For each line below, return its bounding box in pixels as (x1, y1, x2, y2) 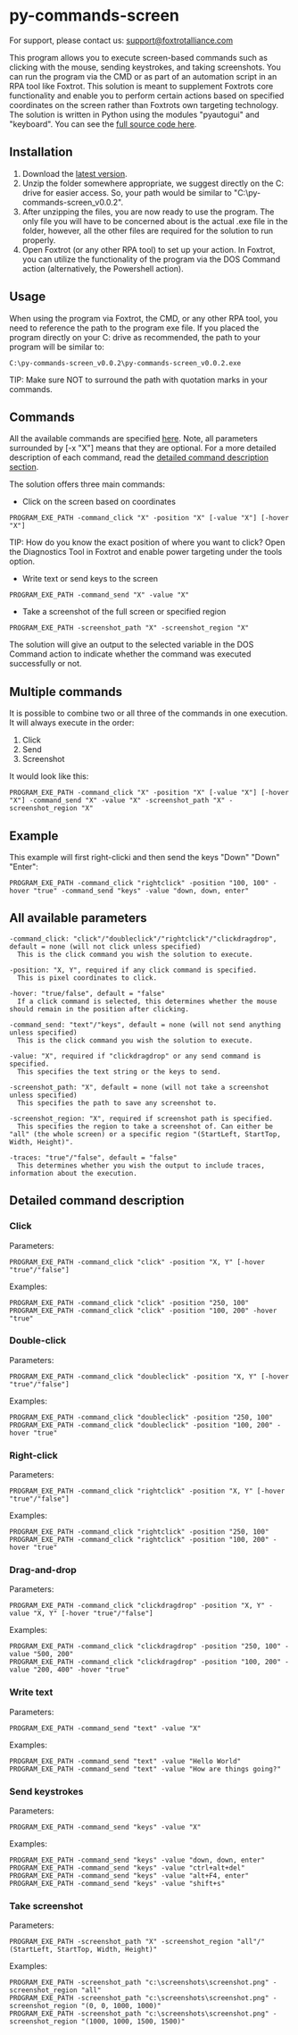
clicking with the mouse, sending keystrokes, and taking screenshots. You (9, 62, 281, 72)
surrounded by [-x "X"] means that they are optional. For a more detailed (9, 443, 277, 454)
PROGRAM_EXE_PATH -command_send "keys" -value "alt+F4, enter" (9, 1871, 250, 1880)
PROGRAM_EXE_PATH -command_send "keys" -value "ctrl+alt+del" (9, 1863, 245, 1872)
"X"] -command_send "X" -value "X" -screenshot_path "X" (9, 796, 226, 805)
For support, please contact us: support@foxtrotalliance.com (9, 35, 234, 46)
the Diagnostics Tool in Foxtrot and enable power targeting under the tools (9, 547, 283, 557)
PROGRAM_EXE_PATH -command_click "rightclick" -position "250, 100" (9, 1528, 269, 1537)
